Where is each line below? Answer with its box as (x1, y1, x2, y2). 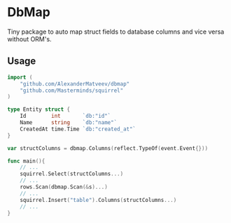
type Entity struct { (7, 106, 71, 113)
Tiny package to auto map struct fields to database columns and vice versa (7, 27, 225, 36)
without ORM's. (7, 34, 52, 43)
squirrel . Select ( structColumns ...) (20, 170, 124, 177)
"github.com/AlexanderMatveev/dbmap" (20, 80, 130, 88)
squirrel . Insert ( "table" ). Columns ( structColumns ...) (20, 196, 177, 203)
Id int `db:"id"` (20, 113, 111, 120)
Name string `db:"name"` (20, 119, 118, 126)
